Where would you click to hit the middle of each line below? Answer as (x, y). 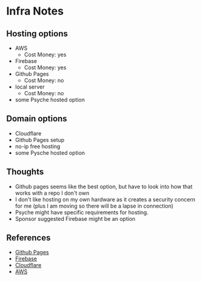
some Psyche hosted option (50, 100)
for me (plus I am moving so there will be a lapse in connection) (94, 206)
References (28, 238)
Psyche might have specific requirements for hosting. (82, 212)
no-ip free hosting (38, 146)
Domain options (37, 119)
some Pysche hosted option (50, 152)
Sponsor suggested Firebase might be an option (75, 218)
